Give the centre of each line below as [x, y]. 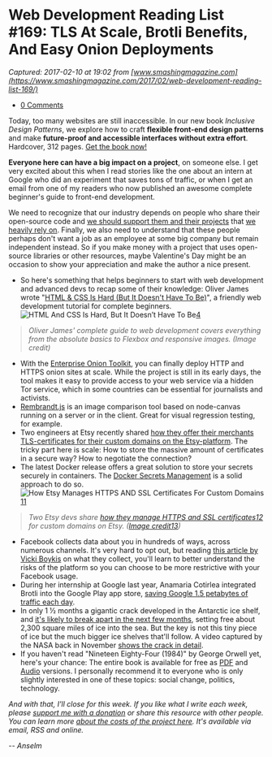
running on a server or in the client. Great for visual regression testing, [138, 415]
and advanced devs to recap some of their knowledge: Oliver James [134, 288]
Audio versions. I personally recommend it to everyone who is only [132, 671]
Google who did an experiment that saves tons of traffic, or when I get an [131, 180]
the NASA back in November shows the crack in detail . [112, 645]
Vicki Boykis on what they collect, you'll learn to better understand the [138, 559]
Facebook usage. [49, 576]
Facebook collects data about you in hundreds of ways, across [125, 541]
